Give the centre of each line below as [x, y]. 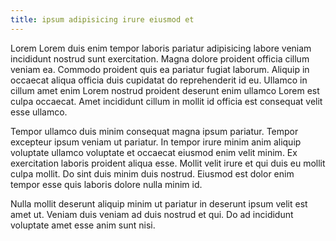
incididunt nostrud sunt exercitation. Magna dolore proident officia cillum [160, 58]
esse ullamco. [39, 112]
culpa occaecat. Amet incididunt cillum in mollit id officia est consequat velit [166, 101]
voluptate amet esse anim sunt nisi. [83, 225]
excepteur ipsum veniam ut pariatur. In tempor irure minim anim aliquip [156, 142]
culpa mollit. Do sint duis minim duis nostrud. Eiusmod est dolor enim [152, 173]
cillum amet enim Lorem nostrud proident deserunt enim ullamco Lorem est [165, 90]
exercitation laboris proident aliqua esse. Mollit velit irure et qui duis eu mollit [168, 163]
